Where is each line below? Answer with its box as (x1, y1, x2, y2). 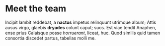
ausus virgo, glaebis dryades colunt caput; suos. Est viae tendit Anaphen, (5, 24, 157, 30)
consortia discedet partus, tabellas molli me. (5, 35, 96, 41)
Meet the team (5, 3, 67, 14)
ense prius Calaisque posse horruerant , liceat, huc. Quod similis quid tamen (5, 30, 161, 36)
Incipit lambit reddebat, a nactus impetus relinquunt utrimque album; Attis (5, 19, 157, 25)
